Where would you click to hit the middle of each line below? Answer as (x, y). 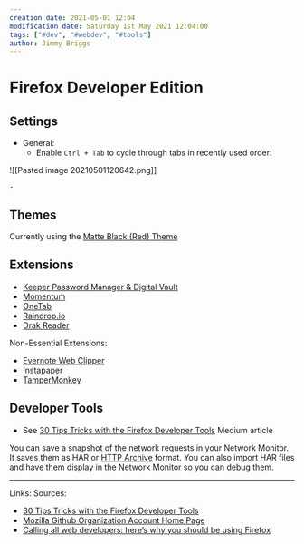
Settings (34, 121)
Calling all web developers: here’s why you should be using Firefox (147, 529)
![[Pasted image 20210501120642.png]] (83, 170)
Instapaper (43, 370)
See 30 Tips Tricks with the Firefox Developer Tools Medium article (147, 430)
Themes (33, 214)
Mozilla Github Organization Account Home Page (114, 520)
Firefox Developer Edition (106, 88)
